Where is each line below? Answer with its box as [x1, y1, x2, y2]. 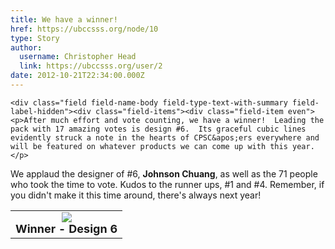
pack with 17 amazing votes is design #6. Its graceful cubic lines [10, 124, 307, 134]
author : [10, 42, 43, 53]
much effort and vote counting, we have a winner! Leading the [50, 115, 325, 125]
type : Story [10, 33, 60, 43]
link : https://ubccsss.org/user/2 [19, 61, 163, 71]
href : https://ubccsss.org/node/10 [10, 24, 159, 34]
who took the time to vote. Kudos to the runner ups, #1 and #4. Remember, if [10, 178, 325, 190]
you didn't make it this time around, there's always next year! [10, 189, 262, 201]
